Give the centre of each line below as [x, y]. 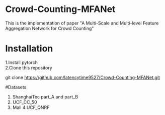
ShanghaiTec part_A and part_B [45, 96]
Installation [29, 49]
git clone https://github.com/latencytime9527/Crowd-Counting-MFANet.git [82, 77]
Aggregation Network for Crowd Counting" [50, 28]
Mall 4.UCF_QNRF [31, 107]
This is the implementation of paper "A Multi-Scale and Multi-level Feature [82, 23]
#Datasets [16, 87]
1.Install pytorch [21, 62]
